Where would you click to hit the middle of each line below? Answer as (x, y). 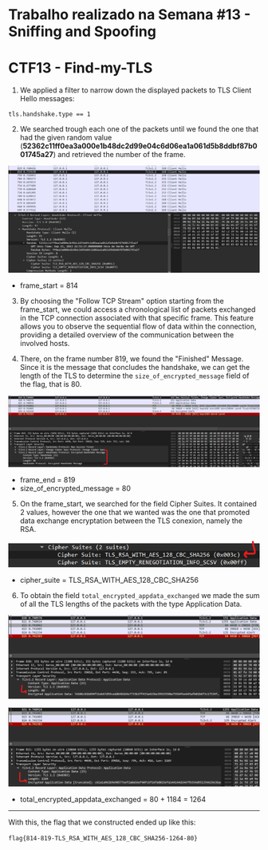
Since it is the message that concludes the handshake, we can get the (135, 368)
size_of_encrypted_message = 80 (75, 488)
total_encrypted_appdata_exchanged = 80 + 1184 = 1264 (113, 800)
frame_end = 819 (47, 479)
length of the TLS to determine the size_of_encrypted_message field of (134, 376)
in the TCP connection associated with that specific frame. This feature (136, 318)
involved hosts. (45, 344)
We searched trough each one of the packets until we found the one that (139, 129)
